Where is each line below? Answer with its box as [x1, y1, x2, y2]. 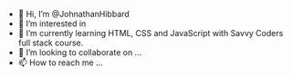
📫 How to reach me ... [17, 57, 103, 68]
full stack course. [17, 37, 84, 48]
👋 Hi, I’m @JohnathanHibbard [17, 9, 130, 19]
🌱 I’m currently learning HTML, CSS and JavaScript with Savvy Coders [17, 28, 284, 38]
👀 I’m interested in [17, 18, 87, 29]
